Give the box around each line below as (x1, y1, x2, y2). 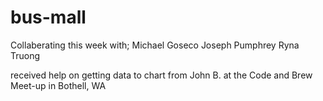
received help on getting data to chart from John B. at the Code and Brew (10, 69, 313, 81)
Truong (10, 49, 41, 61)
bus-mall (10, 6, 87, 29)
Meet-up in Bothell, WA (10, 79, 107, 91)
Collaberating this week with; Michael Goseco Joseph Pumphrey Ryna (10, 39, 300, 51)
